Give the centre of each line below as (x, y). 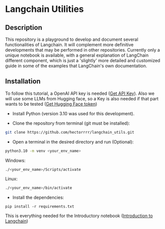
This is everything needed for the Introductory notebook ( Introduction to (79, 216)
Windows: (15, 160)
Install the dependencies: (38, 198)
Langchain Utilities (44, 9)
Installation (23, 81)
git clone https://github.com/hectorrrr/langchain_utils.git (70, 132)
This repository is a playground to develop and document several (72, 39)
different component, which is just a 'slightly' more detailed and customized (83, 60)
